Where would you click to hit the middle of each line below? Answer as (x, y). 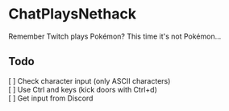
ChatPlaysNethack (73, 14)
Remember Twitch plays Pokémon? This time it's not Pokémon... (115, 36)
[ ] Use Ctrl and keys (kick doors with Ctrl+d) (83, 89)
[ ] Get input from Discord (51, 98)
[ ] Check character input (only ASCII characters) (90, 80)
